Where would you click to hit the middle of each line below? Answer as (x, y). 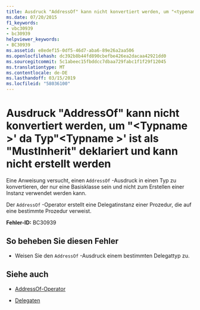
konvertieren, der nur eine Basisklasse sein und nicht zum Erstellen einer (95, 187)
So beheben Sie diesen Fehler (62, 241)
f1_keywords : (22, 23)
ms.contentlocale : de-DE (37, 73)
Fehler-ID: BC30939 (31, 222)
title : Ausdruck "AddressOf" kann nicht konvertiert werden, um (87, 12)
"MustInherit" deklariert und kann (92, 151)
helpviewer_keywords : (33, 39)
